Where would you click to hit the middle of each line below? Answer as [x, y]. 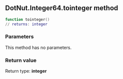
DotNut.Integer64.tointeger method [62, 8]
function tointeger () [28, 19]
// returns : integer [27, 24]
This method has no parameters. [38, 47]
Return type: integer [26, 71]
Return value [21, 60]
